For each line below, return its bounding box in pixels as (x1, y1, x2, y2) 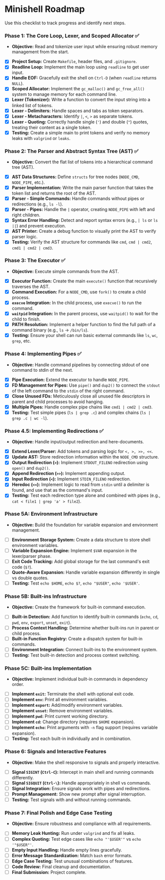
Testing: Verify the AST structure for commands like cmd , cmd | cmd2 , (11, 239, 152, 245)
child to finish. (11, 316, 41, 322)
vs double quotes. (11, 575, 49, 581)
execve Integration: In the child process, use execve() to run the (11, 299, 142, 306)
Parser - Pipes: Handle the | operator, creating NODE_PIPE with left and (11, 206, 155, 212)
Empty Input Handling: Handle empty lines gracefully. (11, 847, 122, 853)
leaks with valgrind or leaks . (11, 135, 71, 141)
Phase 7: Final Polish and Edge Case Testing (4, 810, 112, 816)
